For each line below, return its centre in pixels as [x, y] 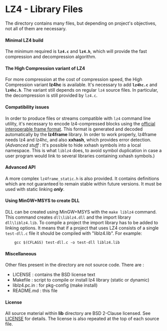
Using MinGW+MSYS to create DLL [42, 201]
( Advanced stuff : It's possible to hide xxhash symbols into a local [73, 145]
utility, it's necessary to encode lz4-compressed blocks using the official [80, 123]
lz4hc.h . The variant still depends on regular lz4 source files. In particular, [82, 90]
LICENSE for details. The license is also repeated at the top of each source [82, 319]
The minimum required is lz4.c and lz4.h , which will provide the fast [76, 51]
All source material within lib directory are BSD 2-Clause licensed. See [78, 313]
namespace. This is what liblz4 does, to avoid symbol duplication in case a [83, 150]
